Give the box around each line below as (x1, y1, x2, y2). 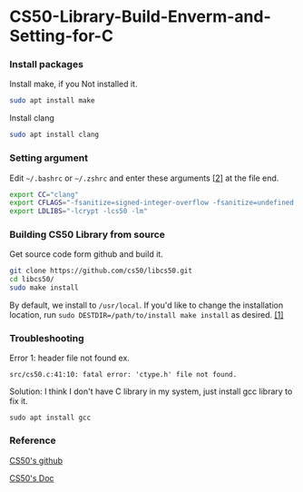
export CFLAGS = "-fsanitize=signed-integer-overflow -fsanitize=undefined (9, 198, 295, 208)
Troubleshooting (9, 332, 84, 344)
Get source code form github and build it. (9, 249, 163, 260)
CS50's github (9, 455, 64, 466)
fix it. (9, 396, 29, 407)
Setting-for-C (9, 25, 113, 46)
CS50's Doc (9, 472, 54, 483)
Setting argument (9, 152, 89, 164)
